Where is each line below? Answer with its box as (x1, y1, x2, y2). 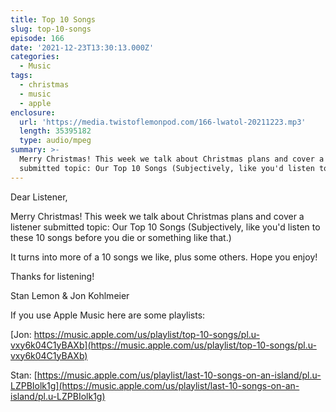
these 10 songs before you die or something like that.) (10, 231, 232, 243)
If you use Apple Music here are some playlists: (10, 309, 206, 321)
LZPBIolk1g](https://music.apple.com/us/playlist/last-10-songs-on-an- (10, 379, 300, 391)
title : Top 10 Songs (10, 14, 97, 25)
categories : (10, 52, 60, 62)
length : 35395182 (19, 126, 92, 136)
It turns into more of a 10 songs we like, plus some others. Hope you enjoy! (10, 251, 318, 263)
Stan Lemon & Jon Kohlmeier (10, 289, 130, 301)
